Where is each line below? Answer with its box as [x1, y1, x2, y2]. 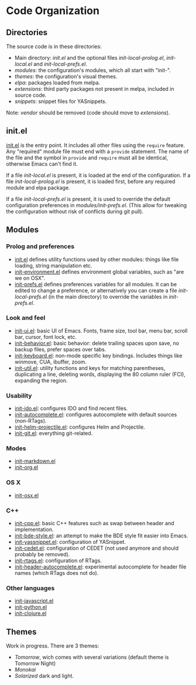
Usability [6, 391, 32, 399]
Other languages [6, 584, 55, 592]
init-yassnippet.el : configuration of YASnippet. [14, 538, 126, 545]
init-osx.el [14, 492, 39, 499]
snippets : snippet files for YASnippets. [14, 98, 107, 105]
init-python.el [14, 604, 47, 611]
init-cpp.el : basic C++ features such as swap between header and [14, 519, 174, 526]
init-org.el [14, 464, 39, 471]
